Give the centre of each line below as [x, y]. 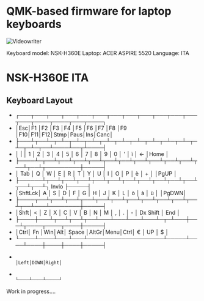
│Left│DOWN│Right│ [38, 262]
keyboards [34, 24]
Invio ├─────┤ [71, 186]
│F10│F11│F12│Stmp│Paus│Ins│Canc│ [64, 134]
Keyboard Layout [40, 100]
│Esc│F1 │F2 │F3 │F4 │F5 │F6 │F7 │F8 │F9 [71, 128]
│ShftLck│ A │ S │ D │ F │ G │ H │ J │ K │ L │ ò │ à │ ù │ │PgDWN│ [101, 193]
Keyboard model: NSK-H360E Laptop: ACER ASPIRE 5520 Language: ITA [98, 53]
